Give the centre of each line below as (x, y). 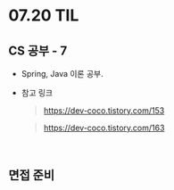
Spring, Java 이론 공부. (62, 74)
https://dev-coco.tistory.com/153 (104, 111)
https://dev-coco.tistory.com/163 (104, 128)
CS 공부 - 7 (38, 50)
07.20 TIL (44, 16)
